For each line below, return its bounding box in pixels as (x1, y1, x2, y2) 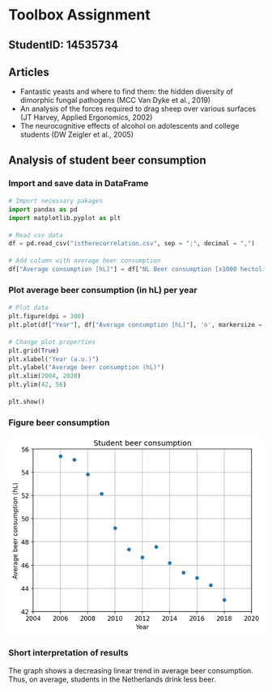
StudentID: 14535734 (8, 38, 119, 52)
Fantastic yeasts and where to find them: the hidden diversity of (19, 87, 233, 96)
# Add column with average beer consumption (8, 257, 161, 265)
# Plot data (8, 304, 49, 312)
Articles (8, 65, 50, 79)
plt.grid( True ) (8, 346, 60, 354)
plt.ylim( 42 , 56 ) (8, 380, 67, 389)
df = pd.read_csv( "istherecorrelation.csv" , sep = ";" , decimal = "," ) (8, 240, 255, 248)
